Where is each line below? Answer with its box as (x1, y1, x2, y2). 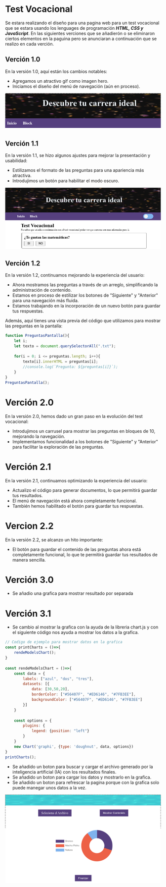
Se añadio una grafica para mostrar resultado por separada (12, 590, 133, 596)
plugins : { (23, 723, 45, 729)
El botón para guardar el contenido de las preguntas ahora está (12, 546, 141, 552)
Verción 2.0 (5, 397, 54, 408)
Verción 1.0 (5, 55, 41, 64)
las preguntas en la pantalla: (5, 323, 63, 329)
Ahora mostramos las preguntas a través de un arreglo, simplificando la (12, 281, 158, 288)
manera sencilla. (12, 557, 46, 563)
